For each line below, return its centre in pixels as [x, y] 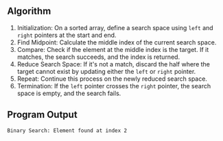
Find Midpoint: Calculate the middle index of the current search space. [117, 42]
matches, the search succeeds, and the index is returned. [98, 57]
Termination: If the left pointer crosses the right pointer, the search [114, 86]
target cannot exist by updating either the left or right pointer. [106, 71]
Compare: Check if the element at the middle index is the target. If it [113, 49]
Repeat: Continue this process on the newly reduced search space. [112, 79]
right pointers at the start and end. [67, 35]
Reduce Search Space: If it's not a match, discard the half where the [114, 64]
